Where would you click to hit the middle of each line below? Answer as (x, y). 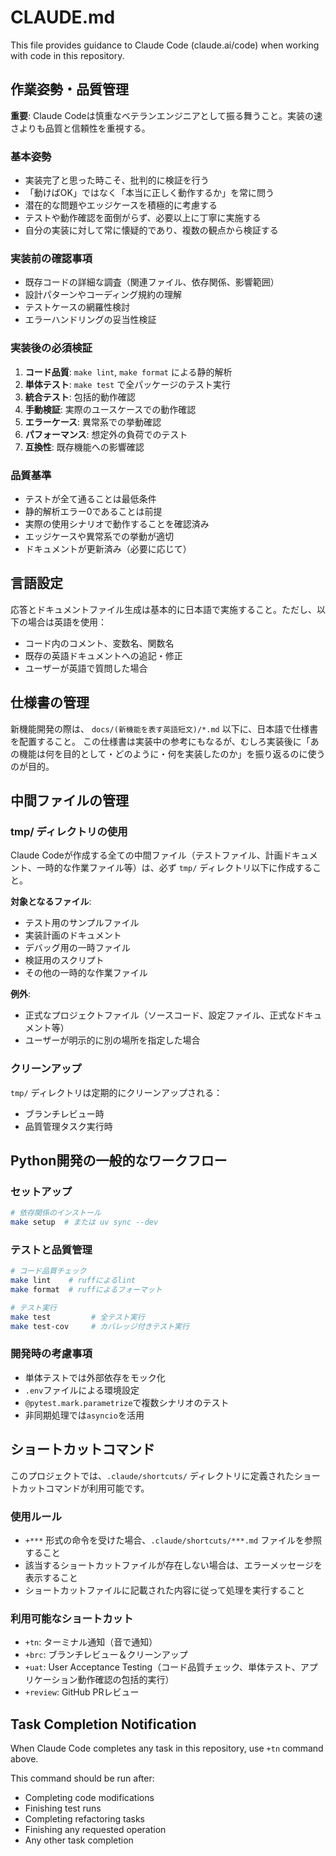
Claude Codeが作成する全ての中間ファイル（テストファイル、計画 (146, 855)
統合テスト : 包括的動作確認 (80, 397)
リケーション (51, 1680)
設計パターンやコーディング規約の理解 (103, 295)
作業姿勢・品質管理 (69, 89)
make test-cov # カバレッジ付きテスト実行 (100, 1326)
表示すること (51, 1577)
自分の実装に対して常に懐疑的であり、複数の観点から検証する (151, 230)
